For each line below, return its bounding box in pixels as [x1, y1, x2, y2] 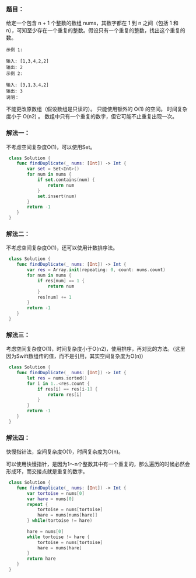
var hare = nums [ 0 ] [27, 496, 75, 502]
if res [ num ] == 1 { [37, 278, 85, 283]
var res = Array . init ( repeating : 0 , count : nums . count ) [27, 267, 166, 273]
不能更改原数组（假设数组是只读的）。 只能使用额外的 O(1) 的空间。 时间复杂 [6, 105, 188, 112]
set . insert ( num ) [37, 193, 77, 199]
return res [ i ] [47, 391, 82, 398]
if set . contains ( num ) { [37, 177, 95, 183]
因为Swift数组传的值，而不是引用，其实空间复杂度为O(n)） [6, 353, 147, 360]
